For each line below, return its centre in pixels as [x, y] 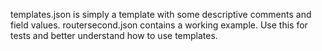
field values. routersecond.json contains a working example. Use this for [159, 25]
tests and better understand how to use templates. [114, 35]
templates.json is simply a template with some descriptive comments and [161, 14]
